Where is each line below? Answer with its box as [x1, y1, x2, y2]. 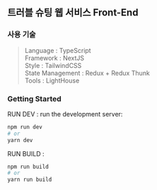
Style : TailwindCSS [24, 61, 82, 69]
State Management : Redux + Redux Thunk [24, 69, 150, 77]
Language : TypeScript [24, 46, 91, 54]
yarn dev [7, 136, 33, 143]
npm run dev [7, 123, 42, 131]
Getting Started [7, 94, 62, 104]
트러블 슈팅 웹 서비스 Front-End [7, 6, 139, 19]
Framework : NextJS [24, 54, 85, 62]
